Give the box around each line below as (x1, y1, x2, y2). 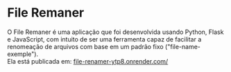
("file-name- (165, 42, 201, 51)
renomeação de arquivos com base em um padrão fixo (7, 42, 164, 51)
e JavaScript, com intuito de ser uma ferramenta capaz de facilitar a (7, 35, 202, 43)
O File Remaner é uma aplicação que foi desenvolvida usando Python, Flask (7, 28, 224, 36)
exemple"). (7, 50, 39, 58)
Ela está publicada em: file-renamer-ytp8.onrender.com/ (7, 57, 169, 65)
